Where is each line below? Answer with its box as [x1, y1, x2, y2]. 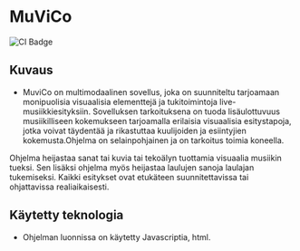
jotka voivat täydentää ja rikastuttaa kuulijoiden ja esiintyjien [22, 125, 247, 136]
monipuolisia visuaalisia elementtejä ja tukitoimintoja [22, 96, 218, 107]
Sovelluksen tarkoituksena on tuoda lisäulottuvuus [92, 106, 281, 117]
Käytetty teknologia [9, 208, 124, 223]
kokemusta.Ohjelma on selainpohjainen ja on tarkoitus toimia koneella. [22, 134, 285, 146]
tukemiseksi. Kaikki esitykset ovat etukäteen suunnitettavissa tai [9, 171, 249, 182]
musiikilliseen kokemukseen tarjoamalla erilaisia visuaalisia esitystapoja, [22, 115, 292, 126]
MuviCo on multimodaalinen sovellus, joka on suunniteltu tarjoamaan [22, 86, 280, 97]
